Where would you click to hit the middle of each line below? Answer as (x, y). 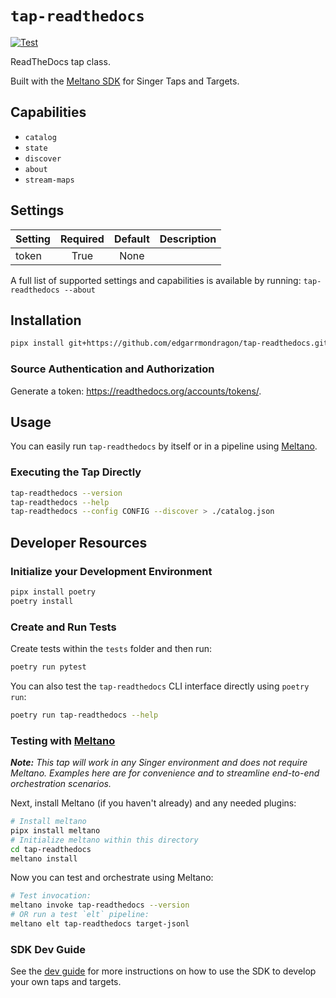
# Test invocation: (51, 896)
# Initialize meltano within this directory (104, 840)
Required (82, 239)
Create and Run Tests (63, 627)
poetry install (42, 601)
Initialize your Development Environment (111, 571)
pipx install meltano (55, 830)
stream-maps (49, 180)
